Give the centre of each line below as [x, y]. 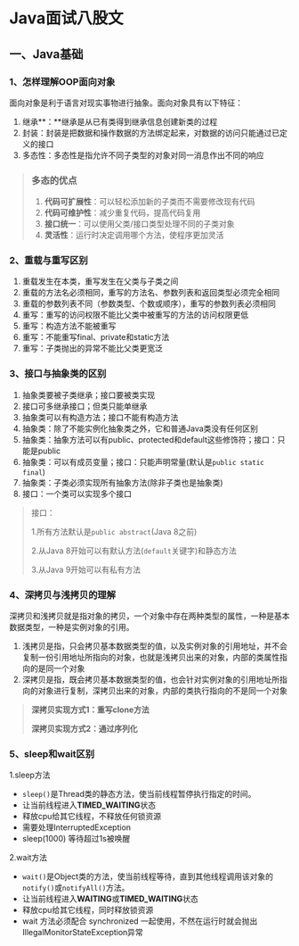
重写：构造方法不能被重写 [69, 326]
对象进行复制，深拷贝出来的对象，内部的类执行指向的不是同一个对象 [162, 691]
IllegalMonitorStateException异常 [83, 933]
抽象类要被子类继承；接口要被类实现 [89, 394]
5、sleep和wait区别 [52, 753]
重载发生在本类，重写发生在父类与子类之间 [100, 281]
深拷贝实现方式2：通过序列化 [84, 729]
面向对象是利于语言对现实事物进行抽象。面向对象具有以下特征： [126, 103]
